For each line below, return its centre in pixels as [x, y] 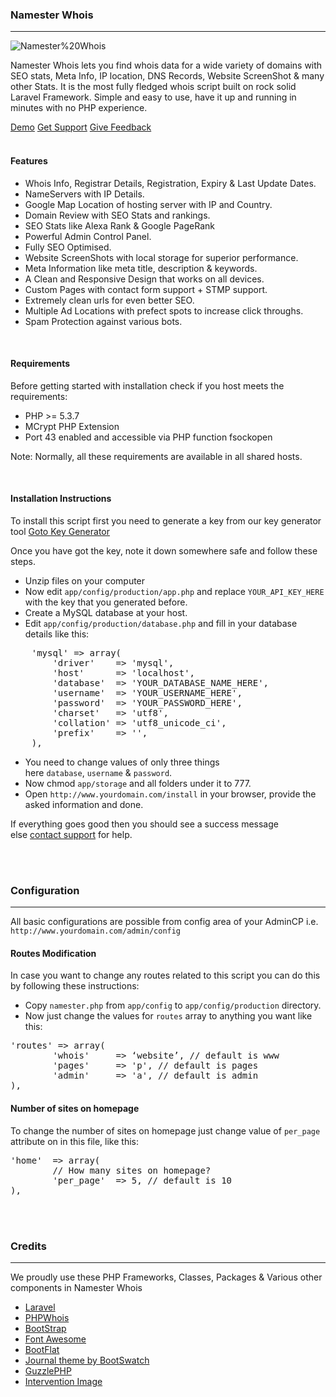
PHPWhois [47, 1317]
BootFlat [42, 1349]
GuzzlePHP [48, 1370]
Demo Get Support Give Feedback [81, 127]
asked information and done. [84, 804]
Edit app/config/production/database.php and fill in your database [161, 623]
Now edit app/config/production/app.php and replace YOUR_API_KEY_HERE [174, 591]
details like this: [57, 634]
